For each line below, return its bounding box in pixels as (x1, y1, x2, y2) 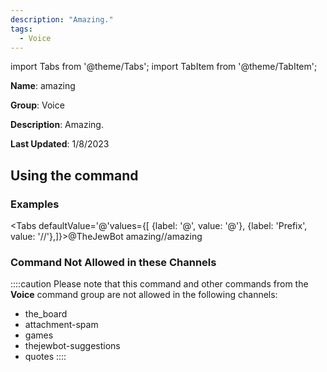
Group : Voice (10, 99, 65, 111)
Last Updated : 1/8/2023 (10, 138, 110, 150)
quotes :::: (24, 351, 67, 363)
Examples (10, 197, 60, 211)
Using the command (10, 167, 139, 184)
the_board (24, 308, 68, 320)
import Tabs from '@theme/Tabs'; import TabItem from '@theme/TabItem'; (10, 61, 318, 73)
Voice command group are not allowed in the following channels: (10, 289, 278, 301)
